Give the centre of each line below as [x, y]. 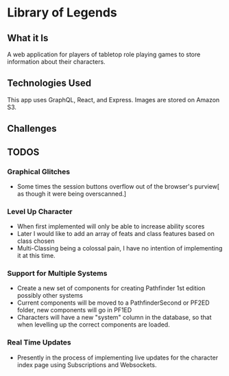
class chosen [36, 241]
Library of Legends [62, 13]
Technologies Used [49, 83]
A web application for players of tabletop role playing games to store [104, 54]
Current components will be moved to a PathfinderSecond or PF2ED [113, 303]
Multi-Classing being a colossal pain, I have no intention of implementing [120, 248]
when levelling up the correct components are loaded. [93, 325]
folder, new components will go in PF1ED [74, 310]
